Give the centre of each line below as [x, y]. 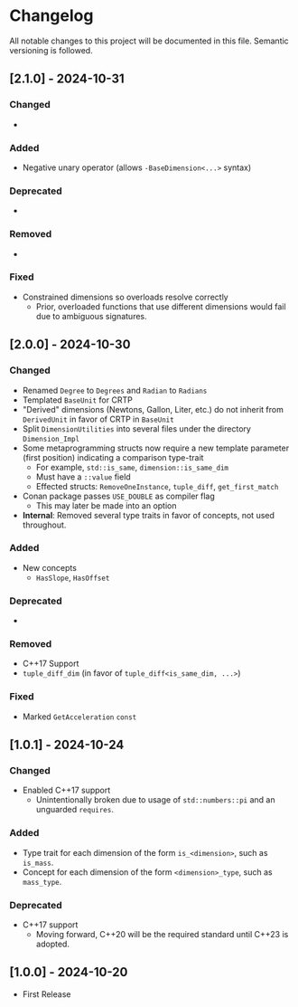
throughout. [44, 525]
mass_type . [42, 881]
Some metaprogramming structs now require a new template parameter [156, 448]
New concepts [49, 567]
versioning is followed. [51, 50]
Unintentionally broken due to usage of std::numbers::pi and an [155, 800]
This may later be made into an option [106, 505]
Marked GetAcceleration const [79, 717]
